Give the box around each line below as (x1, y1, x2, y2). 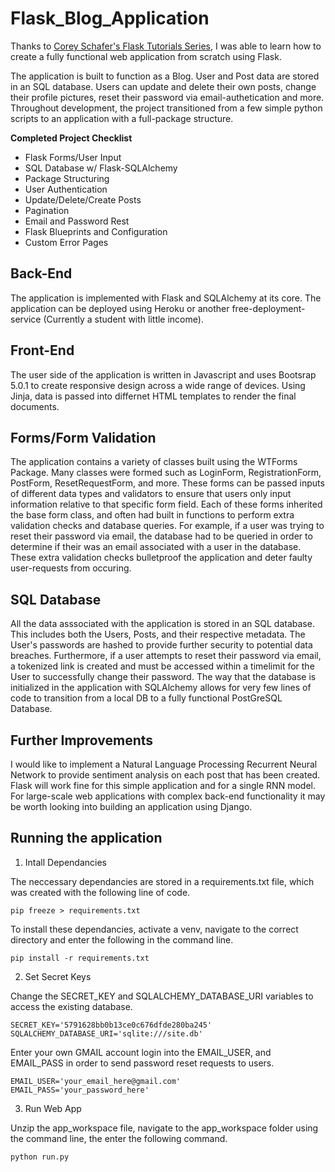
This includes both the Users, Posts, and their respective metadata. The (10, 628, 306, 641)
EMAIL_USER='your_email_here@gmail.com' (10, 1076, 182, 1086)
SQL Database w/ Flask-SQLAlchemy (24, 162, 178, 174)
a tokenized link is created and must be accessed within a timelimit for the (10, 660, 315, 672)
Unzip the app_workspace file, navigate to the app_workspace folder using (10, 1122, 319, 1134)
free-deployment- (231, 302, 306, 314)
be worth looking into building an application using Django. (10, 801, 253, 812)
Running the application (10, 830, 163, 847)
